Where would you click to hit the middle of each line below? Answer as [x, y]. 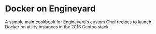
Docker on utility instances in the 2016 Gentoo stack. [57, 26]
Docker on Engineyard [50, 9]
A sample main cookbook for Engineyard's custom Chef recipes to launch [78, 22]
